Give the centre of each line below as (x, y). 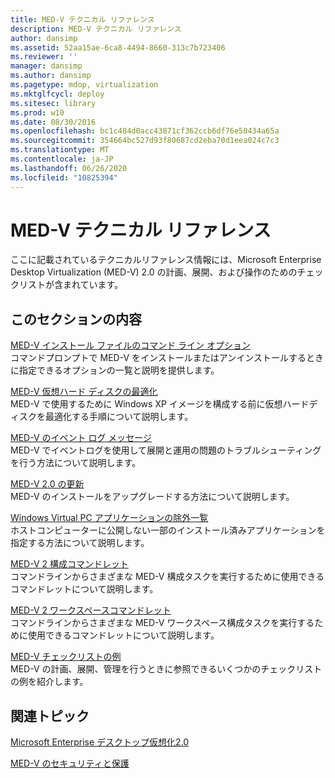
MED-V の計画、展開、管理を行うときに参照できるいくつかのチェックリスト (166, 669)
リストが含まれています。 (71, 285)
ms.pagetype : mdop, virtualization (84, 85)
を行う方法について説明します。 (76, 463)
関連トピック (50, 716)
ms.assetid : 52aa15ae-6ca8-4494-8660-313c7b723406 (118, 47)
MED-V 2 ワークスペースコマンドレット (91, 610)
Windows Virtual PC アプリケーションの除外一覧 (109, 518)
